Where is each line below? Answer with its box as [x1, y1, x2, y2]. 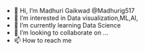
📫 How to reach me [13, 37, 72, 44]
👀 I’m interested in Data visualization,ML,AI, [13, 14, 139, 22]
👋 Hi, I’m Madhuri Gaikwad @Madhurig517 [13, 7, 135, 14]
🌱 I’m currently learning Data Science [13, 21, 121, 29]
